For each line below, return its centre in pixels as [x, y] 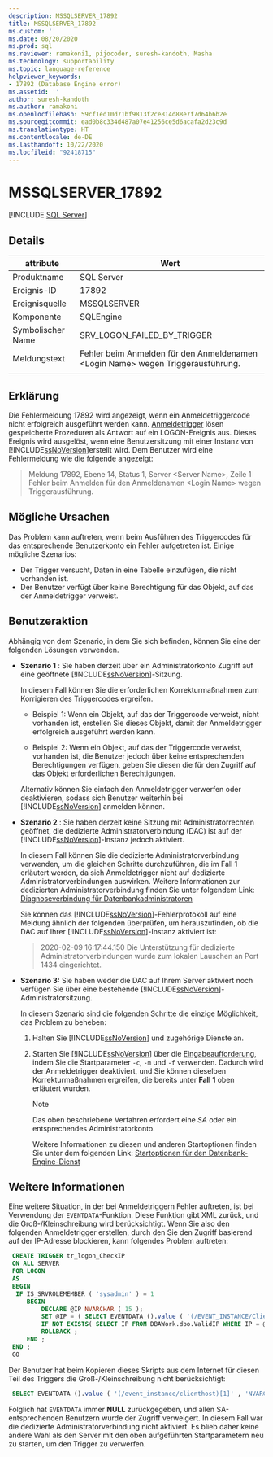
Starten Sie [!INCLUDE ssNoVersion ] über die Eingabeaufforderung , [145, 1053]
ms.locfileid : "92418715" [52, 152]
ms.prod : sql [30, 46]
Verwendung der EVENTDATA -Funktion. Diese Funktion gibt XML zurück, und [134, 1215]
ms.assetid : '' [34, 92]
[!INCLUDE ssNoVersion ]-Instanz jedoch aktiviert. [102, 839]
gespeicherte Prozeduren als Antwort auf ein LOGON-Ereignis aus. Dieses [132, 432]
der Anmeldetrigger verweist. [69, 596]
